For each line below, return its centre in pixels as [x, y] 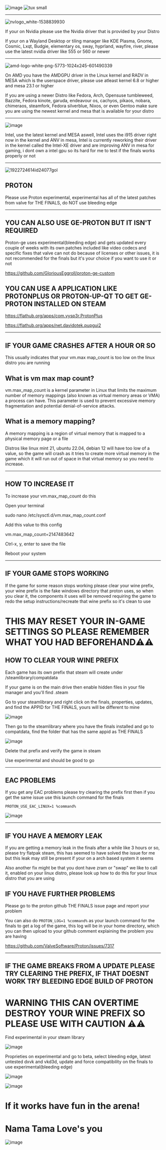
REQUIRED [21, 230]
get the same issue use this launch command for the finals [65, 797]
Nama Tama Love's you [54, 1129]
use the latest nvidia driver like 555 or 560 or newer [58, 51]
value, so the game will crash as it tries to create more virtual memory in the [82, 453]
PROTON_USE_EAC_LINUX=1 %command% [41, 807]
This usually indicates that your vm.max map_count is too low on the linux [80, 358]
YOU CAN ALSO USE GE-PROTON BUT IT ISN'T [78, 223]
